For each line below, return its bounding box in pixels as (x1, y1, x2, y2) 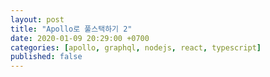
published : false (10, 52, 83, 62)
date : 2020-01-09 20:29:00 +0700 (10, 33, 150, 43)
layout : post (10, 14, 65, 25)
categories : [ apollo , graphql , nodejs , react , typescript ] (10, 42, 262, 53)
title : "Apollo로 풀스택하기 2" (10, 24, 133, 34)
